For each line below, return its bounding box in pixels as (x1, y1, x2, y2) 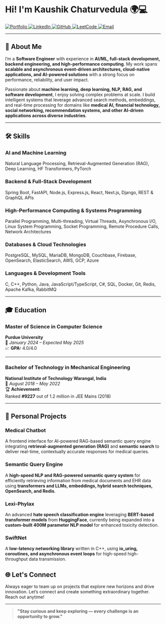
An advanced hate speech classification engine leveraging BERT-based (5, 511, 154, 517)
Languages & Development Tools (5, 270, 86, 277)
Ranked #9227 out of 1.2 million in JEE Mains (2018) (5, 393, 111, 399)
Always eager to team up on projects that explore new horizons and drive (5, 583, 155, 589)
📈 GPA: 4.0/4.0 (5, 345, 37, 351)
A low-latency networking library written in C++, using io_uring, (5, 545, 138, 551)
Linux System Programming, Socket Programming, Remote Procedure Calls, (5, 223, 160, 230)
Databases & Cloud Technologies (5, 241, 86, 248)
